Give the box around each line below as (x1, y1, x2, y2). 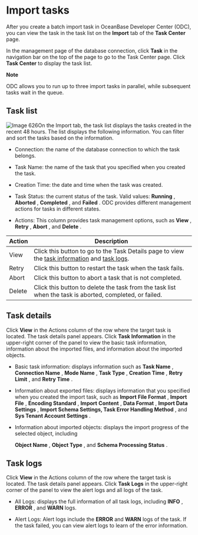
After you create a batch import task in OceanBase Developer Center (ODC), (6, 23, 192, 30)
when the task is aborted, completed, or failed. (33, 290, 163, 299)
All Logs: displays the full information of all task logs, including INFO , (14, 498, 183, 505)
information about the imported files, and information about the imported (6, 345, 183, 352)
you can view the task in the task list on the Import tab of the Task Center (6, 29, 186, 36)
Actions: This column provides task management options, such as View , (14, 216, 192, 223)
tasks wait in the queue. (6, 89, 64, 96)
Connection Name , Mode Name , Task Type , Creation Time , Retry (14, 369, 183, 376)
